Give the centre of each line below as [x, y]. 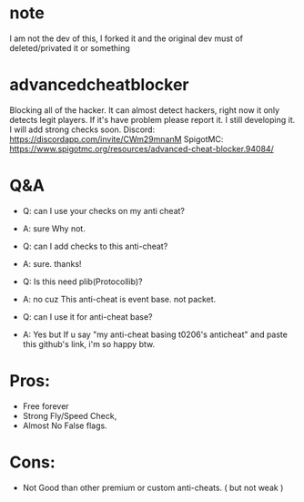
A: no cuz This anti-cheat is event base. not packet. [119, 299]
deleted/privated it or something [70, 47]
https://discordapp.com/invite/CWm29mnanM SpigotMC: [117, 138]
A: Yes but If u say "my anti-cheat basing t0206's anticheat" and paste [155, 334]
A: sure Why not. [54, 228]
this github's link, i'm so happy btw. [89, 343]
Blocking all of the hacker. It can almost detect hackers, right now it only [145, 110]
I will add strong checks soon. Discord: [82, 129]
